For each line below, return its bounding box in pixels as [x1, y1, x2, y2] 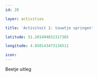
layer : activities [5, 16, 44, 21]
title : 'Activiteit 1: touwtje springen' [5, 25, 94, 30]
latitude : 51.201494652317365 [5, 34, 69, 39]
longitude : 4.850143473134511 [5, 43, 69, 48]
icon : [5, 52, 17, 57]
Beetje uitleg [5, 66, 32, 72]
